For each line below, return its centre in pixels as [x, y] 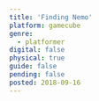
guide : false [33, 67]
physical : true [37, 58]
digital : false [37, 50]
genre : [21, 33]
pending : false [37, 75]
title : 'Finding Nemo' [51, 17]
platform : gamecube [45, 25]
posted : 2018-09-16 [45, 83]
